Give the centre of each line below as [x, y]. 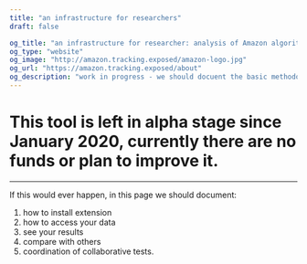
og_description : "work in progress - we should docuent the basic [138, 77]
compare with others [62, 241]
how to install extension [67, 212]
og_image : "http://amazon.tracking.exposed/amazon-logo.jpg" [128, 60]
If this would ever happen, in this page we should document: [123, 195]
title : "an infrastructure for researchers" [95, 18]
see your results [53, 232]
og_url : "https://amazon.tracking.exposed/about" [106, 69]
